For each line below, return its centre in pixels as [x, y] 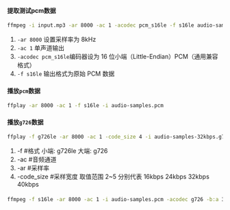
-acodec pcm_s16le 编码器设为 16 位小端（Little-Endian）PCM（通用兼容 [117, 57]
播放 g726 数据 [25, 122]
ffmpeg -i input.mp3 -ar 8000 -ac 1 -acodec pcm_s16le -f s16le [101, 25]
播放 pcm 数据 [24, 91]
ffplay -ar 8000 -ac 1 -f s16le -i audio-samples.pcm [86, 106]
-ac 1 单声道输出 [41, 48]
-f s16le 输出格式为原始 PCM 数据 [66, 74]
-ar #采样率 [33, 168]
